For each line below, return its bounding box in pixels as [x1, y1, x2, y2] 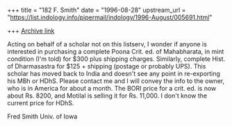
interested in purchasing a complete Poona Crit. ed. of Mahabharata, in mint [7, 48, 224, 55]
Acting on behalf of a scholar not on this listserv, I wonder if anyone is [7, 40, 207, 48]
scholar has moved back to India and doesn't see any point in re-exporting [7, 69, 221, 78]
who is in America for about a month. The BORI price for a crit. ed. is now [7, 84, 217, 92]
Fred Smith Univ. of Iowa [7, 112, 78, 120]
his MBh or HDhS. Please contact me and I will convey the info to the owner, [7, 77, 224, 85]
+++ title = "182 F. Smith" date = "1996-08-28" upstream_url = [7, 6, 186, 14]
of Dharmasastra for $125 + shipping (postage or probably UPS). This [7, 62, 206, 70]
